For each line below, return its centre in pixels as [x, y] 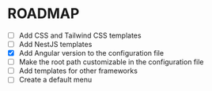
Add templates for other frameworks [78, 71]
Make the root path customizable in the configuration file [111, 62]
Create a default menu [55, 80]
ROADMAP [44, 14]
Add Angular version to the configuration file [91, 53]
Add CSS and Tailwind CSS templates [80, 35]
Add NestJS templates [55, 44]
